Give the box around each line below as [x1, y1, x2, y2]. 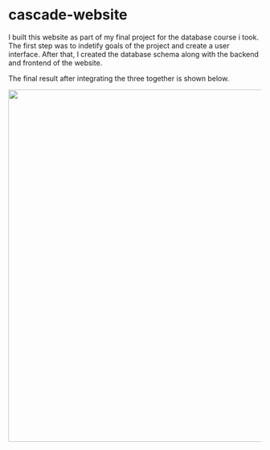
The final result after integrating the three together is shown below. [8, 73, 230, 83]
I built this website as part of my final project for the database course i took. [8, 32, 260, 42]
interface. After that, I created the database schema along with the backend [8, 49, 260, 59]
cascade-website [8, 6, 128, 24]
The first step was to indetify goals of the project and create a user [8, 40, 230, 50]
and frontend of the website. [8, 58, 103, 68]
